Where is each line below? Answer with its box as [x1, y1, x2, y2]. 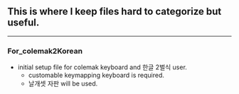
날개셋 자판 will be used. [28, 79, 98, 88]
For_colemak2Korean [7, 46, 83, 56]
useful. [7, 17, 40, 29]
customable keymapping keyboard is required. [28, 71, 165, 80]
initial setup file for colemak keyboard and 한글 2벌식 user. [17, 63, 187, 71]
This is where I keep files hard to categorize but [7, 6, 222, 18]
